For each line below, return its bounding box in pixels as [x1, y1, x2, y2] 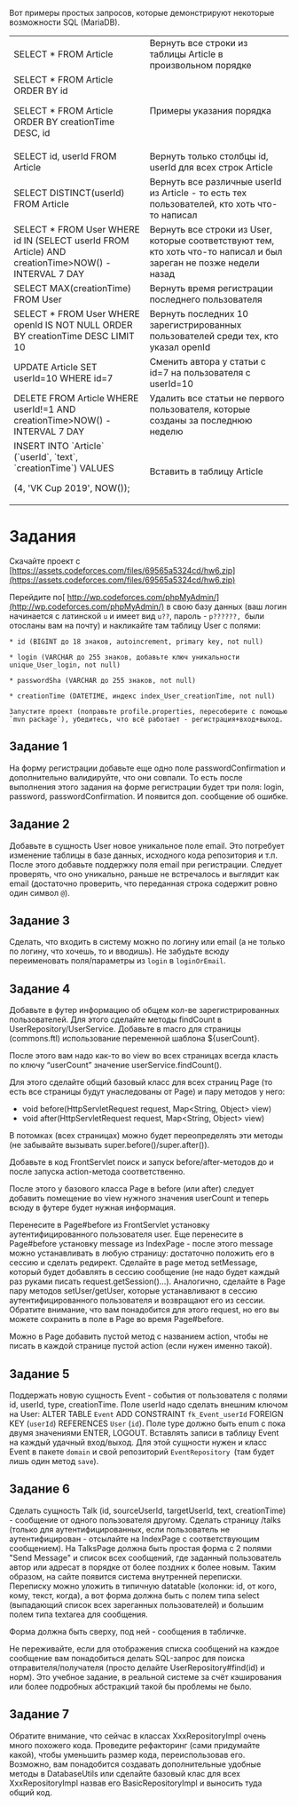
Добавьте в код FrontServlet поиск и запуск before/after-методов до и [9, 1157, 274, 1168]
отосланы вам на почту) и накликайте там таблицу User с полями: [9, 620, 262, 630]
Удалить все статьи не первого [149, 392, 285, 404]
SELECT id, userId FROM [13, 150, 117, 162]
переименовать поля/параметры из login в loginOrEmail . [9, 955, 226, 966]
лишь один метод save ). [9, 1456, 99, 1466]
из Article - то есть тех [149, 186, 247, 199]
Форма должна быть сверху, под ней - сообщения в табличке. [9, 1626, 247, 1636]
